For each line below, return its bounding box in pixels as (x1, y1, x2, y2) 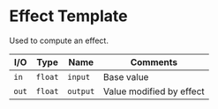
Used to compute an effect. (9, 35, 109, 46)
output (67, 86, 95, 96)
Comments (130, 55, 178, 68)
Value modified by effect (102, 85, 205, 98)
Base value (102, 70, 149, 83)
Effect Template (9, 6, 128, 26)
